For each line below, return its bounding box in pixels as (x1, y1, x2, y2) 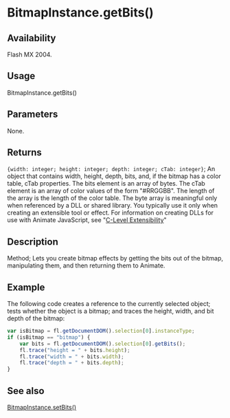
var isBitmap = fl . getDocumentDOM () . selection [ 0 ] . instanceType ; (7, 328, 195, 335)
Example (7, 281, 45, 293)
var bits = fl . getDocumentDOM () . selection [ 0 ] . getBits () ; (19, 340, 186, 347)
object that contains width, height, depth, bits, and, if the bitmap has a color (7, 172, 222, 180)
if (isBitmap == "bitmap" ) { (7, 333, 91, 341)
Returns (7, 146, 43, 159)
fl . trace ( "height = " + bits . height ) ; (19, 346, 130, 353)
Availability (7, 32, 56, 44)
